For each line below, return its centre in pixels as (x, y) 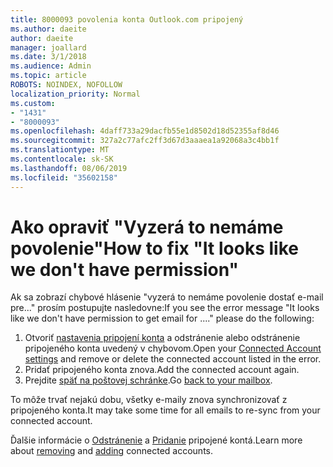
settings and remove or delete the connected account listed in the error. (173, 359)
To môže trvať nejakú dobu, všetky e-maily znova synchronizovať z (149, 400)
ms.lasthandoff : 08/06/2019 (69, 168)
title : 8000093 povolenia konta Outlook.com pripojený (127, 19)
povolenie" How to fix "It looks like (154, 248)
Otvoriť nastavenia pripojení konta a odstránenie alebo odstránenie (162, 338)
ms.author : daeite (48, 29)
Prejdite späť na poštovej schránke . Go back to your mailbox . (148, 380)
